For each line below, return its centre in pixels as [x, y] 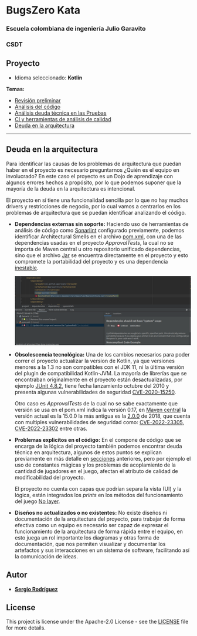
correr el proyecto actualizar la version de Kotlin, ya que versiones [94, 361]
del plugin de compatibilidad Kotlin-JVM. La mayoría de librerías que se [101, 373]
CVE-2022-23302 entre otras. [51, 428]
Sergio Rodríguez [36, 589]
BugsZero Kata [43, 10]
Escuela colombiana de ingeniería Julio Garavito [76, 29]
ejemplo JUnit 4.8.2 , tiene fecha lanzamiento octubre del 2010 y [92, 385]
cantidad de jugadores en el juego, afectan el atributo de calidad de [96, 471]
